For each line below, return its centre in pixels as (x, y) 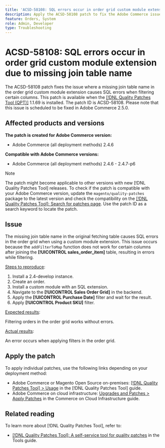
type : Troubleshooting (28, 28)
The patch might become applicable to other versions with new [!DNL (75, 183)
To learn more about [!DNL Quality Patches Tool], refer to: (63, 426)
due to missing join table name (69, 73)
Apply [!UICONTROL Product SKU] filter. (53, 302)
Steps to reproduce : (25, 267)
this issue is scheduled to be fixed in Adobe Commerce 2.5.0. (67, 108)
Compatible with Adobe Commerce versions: (52, 154)
